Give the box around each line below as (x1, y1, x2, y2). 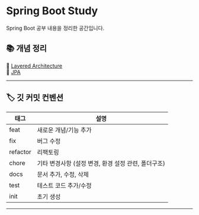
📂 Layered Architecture (6, 62, 63, 69)
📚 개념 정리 (6, 43, 47, 54)
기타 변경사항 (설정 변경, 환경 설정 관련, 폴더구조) (37, 159, 166, 167)
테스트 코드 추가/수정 (37, 181, 92, 190)
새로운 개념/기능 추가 (37, 126, 92, 134)
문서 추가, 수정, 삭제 (37, 170, 89, 178)
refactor (9, 147, 31, 156)
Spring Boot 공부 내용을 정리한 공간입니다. (6, 24, 105, 31)
